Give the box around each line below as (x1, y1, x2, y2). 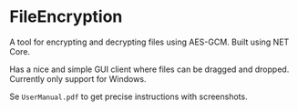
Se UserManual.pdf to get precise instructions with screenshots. (9, 91, 248, 102)
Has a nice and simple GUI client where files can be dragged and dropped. (9, 64, 290, 75)
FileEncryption (9, 6, 123, 27)
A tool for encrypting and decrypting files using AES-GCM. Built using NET (9, 36, 290, 47)
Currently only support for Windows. (9, 73, 147, 84)
